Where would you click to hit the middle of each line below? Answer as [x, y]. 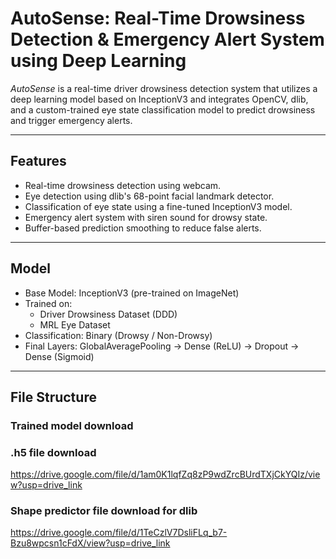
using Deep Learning [98, 61]
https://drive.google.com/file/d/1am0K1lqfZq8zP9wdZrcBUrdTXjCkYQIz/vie [165, 474]
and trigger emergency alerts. [71, 120]
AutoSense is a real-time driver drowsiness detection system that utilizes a [164, 88]
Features [38, 161]
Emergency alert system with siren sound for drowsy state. [146, 217]
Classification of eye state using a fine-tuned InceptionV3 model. [158, 206]
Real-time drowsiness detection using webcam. [123, 185]
